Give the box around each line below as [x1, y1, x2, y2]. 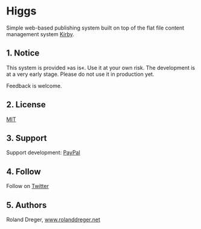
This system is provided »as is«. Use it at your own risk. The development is [6, 64, 195, 71]
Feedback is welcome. [6, 82, 62, 89]
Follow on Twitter [6, 183, 49, 190]
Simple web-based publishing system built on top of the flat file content [6, 24, 185, 31]
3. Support [6, 133, 47, 143]
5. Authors [6, 200, 47, 210]
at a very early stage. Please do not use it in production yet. [6, 71, 155, 78]
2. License [6, 99, 46, 110]
